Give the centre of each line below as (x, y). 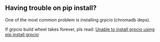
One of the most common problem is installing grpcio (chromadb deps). (78, 20)
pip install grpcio (22, 34)
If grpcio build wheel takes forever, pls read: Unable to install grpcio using (80, 29)
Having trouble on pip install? (51, 8)
